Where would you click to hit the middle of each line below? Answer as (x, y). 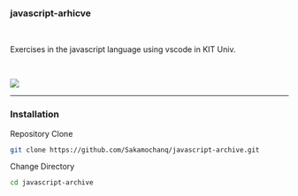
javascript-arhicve (51, 13)
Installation (35, 115)
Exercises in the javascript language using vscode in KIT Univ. (123, 49)
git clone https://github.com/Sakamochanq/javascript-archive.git (135, 150)
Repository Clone (42, 133)
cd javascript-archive (52, 183)
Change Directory (42, 167)
